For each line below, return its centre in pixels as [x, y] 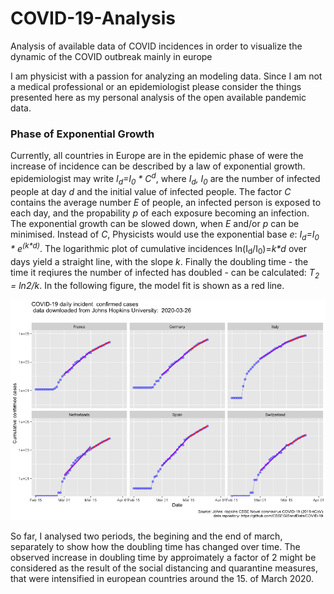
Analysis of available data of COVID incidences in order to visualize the [156, 46]
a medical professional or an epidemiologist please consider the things [156, 86]
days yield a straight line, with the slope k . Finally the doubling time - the [159, 261]
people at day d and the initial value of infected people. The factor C [151, 191]
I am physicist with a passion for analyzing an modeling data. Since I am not [166, 76]
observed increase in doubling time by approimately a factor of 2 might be [163, 557]
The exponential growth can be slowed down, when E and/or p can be [155, 223]
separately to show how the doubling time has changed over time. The [155, 546]
